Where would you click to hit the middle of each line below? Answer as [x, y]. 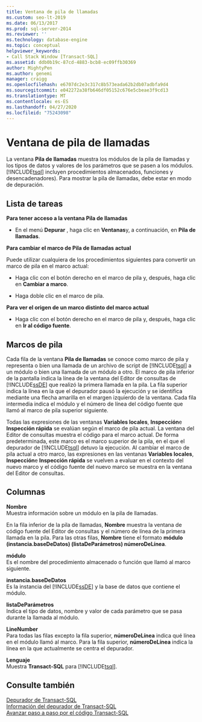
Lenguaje [18, 660]
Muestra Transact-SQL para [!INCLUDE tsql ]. [62, 666]
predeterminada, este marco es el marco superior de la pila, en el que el [96, 441]
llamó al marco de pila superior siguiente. [57, 410]
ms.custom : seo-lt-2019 [36, 17]
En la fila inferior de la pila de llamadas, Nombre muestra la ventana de [94, 524]
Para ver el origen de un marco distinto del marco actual [77, 307]
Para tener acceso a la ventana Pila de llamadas [67, 218]
